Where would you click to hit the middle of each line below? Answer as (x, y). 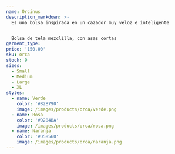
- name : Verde (28, 98)
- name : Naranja (31, 131)
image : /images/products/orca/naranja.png (69, 142)
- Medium (22, 76)
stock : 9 (17, 60)
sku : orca (18, 55)
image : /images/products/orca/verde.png (67, 109)
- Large (21, 82)
